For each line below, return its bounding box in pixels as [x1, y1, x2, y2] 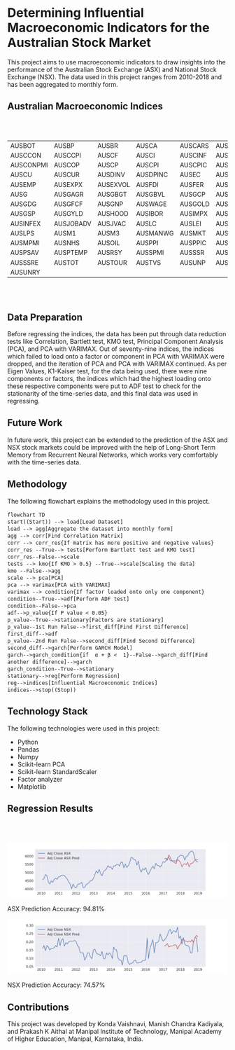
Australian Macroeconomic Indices [7, 100, 163, 113]
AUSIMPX [179, 209, 208, 218]
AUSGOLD [179, 200, 210, 208]
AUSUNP [179, 258, 206, 267]
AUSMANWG [136, 229, 174, 237]
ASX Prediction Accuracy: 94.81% [7, 905, 105, 913]
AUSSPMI [136, 249, 164, 257]
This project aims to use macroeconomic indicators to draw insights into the [7, 57, 226, 66]
